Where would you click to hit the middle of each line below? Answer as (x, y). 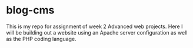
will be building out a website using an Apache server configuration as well (97, 32)
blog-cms (30, 10)
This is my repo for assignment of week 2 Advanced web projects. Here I (94, 26)
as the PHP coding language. (41, 39)
